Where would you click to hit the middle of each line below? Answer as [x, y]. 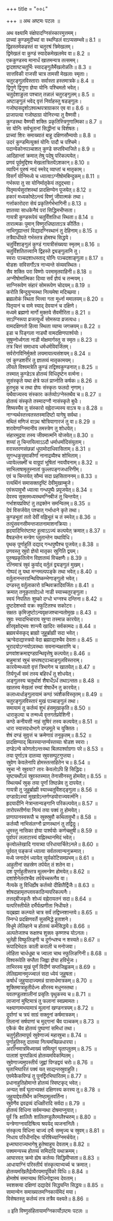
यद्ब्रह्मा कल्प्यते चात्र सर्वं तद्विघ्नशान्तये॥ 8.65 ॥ [52, 912]
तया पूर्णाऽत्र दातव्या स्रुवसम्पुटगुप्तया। [41, 756]
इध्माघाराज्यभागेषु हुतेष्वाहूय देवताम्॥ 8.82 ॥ [48, 1144]
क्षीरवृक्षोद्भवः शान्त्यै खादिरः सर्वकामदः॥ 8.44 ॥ [51, 626]
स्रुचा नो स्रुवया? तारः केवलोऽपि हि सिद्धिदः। [46, 769]
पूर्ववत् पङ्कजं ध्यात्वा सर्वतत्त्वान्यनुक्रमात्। [46, 851]
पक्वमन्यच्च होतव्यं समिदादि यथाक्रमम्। [42, 1151]
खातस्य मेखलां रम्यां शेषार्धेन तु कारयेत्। [43, 687]
